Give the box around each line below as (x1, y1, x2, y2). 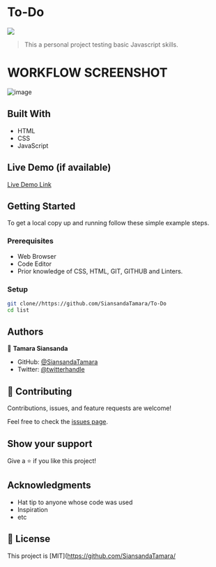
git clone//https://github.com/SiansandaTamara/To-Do (7, 300, 167, 307)
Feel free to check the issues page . (7, 418, 108, 426)
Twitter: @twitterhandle (17, 365, 85, 374)
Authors (7, 326, 44, 338)
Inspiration (17, 505, 48, 513)
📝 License (7, 533, 51, 545)
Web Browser (17, 252, 57, 260)
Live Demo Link (7, 180, 52, 188)
